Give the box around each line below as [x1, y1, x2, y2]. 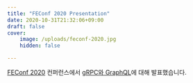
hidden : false [19, 42, 60, 49]
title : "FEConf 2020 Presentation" [7, 10, 110, 17]
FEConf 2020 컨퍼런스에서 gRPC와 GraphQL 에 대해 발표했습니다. [7, 68, 187, 76]
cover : [7, 29, 26, 37]
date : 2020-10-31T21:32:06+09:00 [7, 17, 104, 24]
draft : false [7, 23, 45, 30]
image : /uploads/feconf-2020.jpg [19, 36, 117, 43]
